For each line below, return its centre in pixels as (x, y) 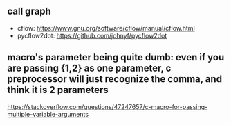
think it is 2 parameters (58, 90)
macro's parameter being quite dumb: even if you (116, 57)
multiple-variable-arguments (48, 114)
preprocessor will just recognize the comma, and (115, 79)
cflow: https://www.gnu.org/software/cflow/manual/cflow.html (106, 28)
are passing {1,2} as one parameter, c (89, 68)
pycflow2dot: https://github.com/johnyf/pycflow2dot (92, 35)
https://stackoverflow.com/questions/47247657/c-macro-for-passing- (108, 106)
